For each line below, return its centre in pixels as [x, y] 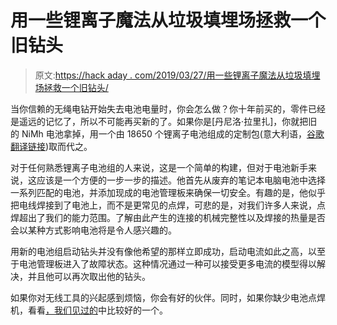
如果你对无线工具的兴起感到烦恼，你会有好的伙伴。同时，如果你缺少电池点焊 [168, 297]
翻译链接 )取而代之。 [51, 146]
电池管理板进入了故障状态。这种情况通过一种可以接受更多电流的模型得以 [167, 263]
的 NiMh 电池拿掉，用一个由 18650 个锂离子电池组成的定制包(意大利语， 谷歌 [167, 133]
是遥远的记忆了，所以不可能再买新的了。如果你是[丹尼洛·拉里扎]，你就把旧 [164, 121]
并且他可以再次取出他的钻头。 [89, 276]
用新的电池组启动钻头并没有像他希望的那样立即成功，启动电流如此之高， [159, 251]
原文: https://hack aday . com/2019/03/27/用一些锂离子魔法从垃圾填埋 [177, 75]
